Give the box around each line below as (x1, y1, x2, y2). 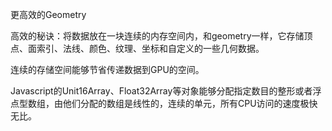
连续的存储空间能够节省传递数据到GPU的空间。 (10, 64, 205, 75)
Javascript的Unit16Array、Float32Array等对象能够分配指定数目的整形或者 (10, 85, 313, 97)
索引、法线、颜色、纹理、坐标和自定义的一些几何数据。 (36, 43, 265, 54)
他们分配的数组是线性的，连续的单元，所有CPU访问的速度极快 (62, 98, 318, 109)
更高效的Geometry (10, 9, 87, 20)
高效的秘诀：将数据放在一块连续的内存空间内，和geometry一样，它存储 (10, 30, 305, 42)
